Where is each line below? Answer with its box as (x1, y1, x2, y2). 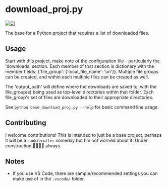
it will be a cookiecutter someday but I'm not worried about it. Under (5, 137, 148, 143)
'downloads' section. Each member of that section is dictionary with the (5, 63, 154, 69)
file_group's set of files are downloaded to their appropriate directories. (5, 94, 154, 100)
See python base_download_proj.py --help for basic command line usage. (5, 104, 159, 110)
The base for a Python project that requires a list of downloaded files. (5, 30, 150, 36)
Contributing (5, 119, 46, 127)
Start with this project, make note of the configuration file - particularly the (5, 58, 160, 64)
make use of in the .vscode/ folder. (12, 176, 85, 182)
